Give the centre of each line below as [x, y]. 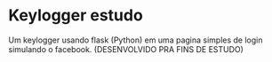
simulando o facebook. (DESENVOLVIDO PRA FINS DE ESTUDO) [126, 49]
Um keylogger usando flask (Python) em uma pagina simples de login [136, 40]
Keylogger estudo [76, 15]
